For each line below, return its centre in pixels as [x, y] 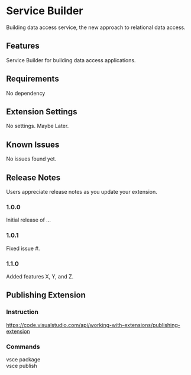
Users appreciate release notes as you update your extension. [82, 192]
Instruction [22, 312]
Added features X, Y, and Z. [40, 276]
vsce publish [22, 366]
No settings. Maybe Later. [38, 126]
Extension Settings [42, 112]
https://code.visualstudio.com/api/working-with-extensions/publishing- [93, 325]
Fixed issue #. [23, 248]
